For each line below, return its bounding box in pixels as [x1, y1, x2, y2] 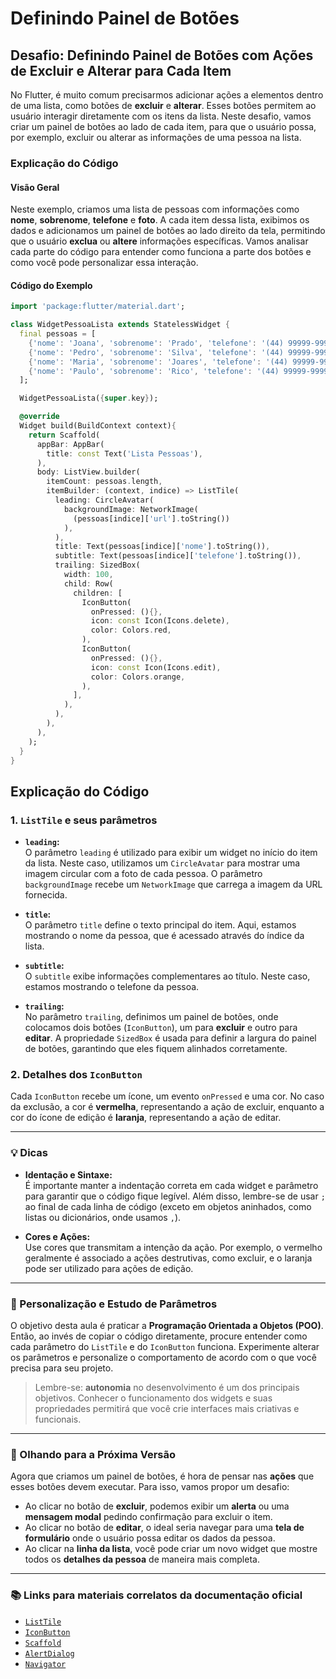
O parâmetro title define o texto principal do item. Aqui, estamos [24, 919, 297, 931]
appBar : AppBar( [36, 439, 105, 449]
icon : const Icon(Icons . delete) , [90, 616, 230, 626]
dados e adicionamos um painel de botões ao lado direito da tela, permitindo [10, 225, 326, 237]
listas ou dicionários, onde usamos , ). [24, 1211, 182, 1223]
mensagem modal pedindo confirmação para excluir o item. [24, 1511, 273, 1523]
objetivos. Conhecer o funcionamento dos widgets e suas [34, 1392, 273, 1404]
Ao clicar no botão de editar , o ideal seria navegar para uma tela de [24, 1522, 305, 1534]
